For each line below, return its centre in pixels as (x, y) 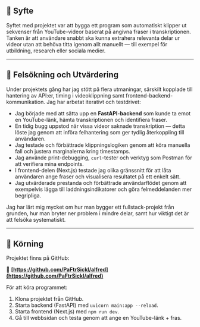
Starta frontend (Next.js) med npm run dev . (67, 312)
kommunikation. (26, 102)
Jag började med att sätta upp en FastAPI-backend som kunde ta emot (103, 113)
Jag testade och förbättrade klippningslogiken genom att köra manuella (102, 145)
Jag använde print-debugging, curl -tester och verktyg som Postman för (103, 158)
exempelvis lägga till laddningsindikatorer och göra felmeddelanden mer (103, 189)
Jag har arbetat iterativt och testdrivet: (94, 102)
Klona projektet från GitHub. (49, 299)
